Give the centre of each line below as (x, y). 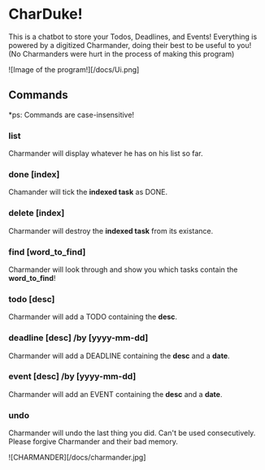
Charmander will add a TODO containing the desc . (93, 317)
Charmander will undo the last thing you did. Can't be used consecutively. (132, 433)
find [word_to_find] (47, 252)
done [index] (34, 174)
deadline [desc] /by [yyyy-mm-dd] (78, 338)
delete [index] (37, 213)
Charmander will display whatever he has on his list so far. (106, 153)
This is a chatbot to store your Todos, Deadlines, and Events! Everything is (133, 37)
